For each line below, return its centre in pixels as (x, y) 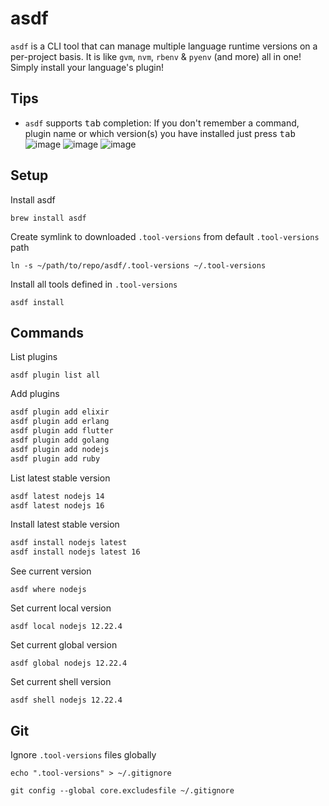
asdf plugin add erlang (60, 422)
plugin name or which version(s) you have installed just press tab (160, 133)
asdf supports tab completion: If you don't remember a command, (162, 123)
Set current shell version (61, 682)
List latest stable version (60, 478)
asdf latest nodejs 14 (57, 496)
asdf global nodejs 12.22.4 (69, 663)
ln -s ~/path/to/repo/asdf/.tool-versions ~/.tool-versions (138, 265)
